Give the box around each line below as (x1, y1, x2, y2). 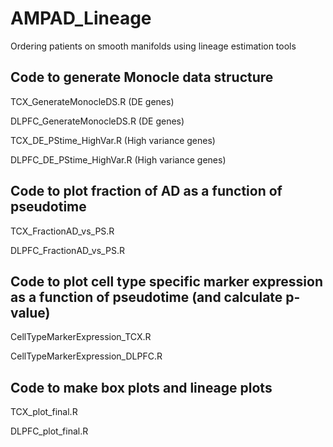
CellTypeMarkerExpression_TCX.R (10, 331, 152, 343)
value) (10, 304, 51, 321)
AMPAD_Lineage (10, 7, 152, 30)
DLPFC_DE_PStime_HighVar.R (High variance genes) (10, 153, 227, 166)
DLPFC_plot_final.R (10, 425, 89, 437)
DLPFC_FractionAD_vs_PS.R (10, 244, 125, 256)
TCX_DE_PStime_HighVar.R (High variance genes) (10, 134, 216, 146)
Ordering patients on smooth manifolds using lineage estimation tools (10, 40, 297, 52)
